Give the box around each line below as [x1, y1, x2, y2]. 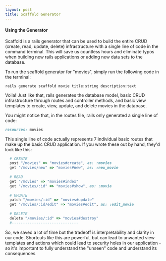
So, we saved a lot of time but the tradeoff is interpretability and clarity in [5, 229, 155, 235]
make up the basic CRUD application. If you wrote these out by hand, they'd [5, 141, 160, 147]
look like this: [5, 146, 32, 152]
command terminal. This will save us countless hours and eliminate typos [5, 48, 155, 54]
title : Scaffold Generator [5, 12, 61, 17]
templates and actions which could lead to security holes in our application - [5, 240, 161, 246]
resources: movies [5, 127, 43, 132]
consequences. [5, 250, 37, 256]
